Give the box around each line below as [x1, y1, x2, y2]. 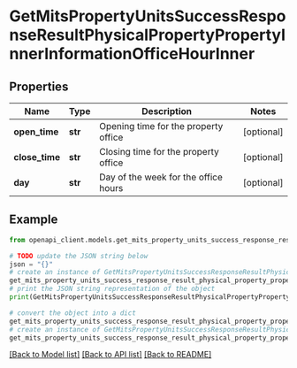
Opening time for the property [98, 120, 224, 132]
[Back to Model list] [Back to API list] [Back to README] [9, 349, 212, 360]
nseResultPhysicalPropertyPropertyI [9, 25, 286, 45]
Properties [9, 79, 69, 94]
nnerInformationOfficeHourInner [9, 44, 255, 64]
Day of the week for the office [98, 171, 224, 183]
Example [9, 212, 58, 227]
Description [141, 105, 193, 117]
